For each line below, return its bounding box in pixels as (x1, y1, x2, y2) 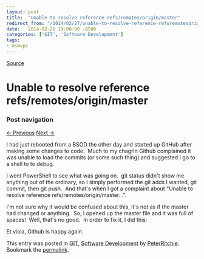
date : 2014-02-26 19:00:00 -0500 (6, 26, 97, 32)
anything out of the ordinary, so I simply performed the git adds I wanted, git (6, 179, 197, 186)
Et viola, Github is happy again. (6, 228, 84, 235)
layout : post (6, 9, 39, 15)
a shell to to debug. (6, 161, 55, 168)
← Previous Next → (6, 129, 55, 137)
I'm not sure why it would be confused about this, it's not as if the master (6, 203, 189, 210)
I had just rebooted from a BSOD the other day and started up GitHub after (6, 141, 192, 148)
